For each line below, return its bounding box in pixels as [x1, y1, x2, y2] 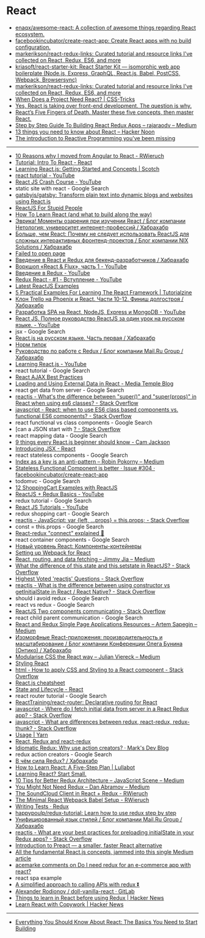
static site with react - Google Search [15, 184, 109, 192]
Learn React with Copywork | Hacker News [15, 901, 124, 908]
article [15, 855, 32, 862]
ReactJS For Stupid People [15, 204, 83, 211]
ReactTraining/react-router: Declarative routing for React [15, 699, 157, 706]
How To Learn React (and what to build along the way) [15, 211, 153, 218]
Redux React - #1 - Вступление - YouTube [15, 276, 122, 283]
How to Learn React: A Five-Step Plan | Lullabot [15, 764, 135, 771]
